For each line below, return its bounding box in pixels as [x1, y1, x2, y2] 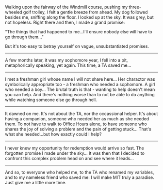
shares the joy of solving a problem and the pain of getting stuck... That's [5, 126, 151, 132]
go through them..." [5, 34, 44, 40]
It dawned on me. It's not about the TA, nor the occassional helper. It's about [5, 111, 158, 117]
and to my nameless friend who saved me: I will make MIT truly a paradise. [5, 175, 154, 180]
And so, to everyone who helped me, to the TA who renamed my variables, [5, 169, 154, 175]
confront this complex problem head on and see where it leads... [5, 156, 134, 161]
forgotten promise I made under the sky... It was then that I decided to [5, 150, 145, 156]
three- [129, 4, 142, 10]
